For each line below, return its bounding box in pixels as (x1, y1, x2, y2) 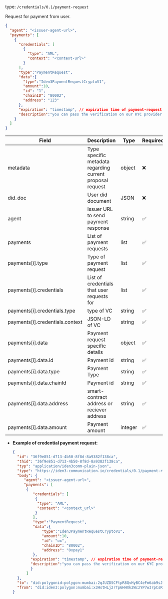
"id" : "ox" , (41, 538, 66, 543)
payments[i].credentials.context (7, 319, 82, 326)
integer (120, 424, 137, 431)
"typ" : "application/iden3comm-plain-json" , (17, 464, 111, 469)
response (87, 225, 109, 232)
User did (87, 191, 107, 198)
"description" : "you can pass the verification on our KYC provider (18, 112, 162, 117)
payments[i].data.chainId (7, 379, 66, 386)
